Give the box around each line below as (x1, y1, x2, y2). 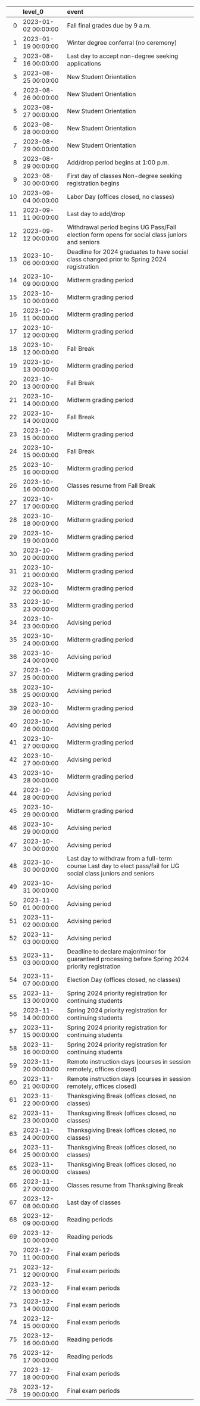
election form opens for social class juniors (67, 230, 187, 239)
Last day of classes (67, 1198, 121, 1207)
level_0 (23, 8, 43, 15)
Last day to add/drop (67, 210, 126, 218)
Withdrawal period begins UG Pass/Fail (67, 223, 177, 231)
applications (67, 60, 101, 67)
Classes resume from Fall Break (67, 482, 156, 490)
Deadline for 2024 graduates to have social (67, 248, 189, 255)
